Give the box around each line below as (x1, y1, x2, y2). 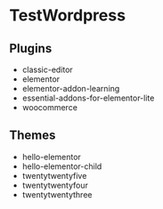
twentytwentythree (21, 189, 93, 200)
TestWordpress (9, 5, 126, 26)
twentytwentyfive (21, 170, 87, 181)
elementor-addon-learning (21, 84, 120, 93)
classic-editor (21, 64, 73, 75)
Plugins (9, 41, 53, 56)
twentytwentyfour (21, 180, 89, 190)
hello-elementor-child (21, 161, 102, 172)
